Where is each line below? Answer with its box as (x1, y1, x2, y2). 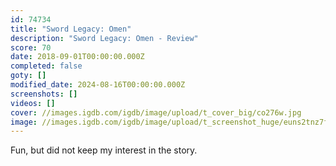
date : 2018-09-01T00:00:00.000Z (10, 52, 145, 62)
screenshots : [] (10, 89, 78, 99)
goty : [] (10, 71, 47, 81)
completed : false (10, 61, 83, 71)
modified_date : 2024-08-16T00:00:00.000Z (10, 80, 186, 90)
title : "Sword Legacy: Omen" (10, 24, 132, 34)
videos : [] (10, 98, 56, 108)
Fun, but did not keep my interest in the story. (10, 144, 198, 156)
